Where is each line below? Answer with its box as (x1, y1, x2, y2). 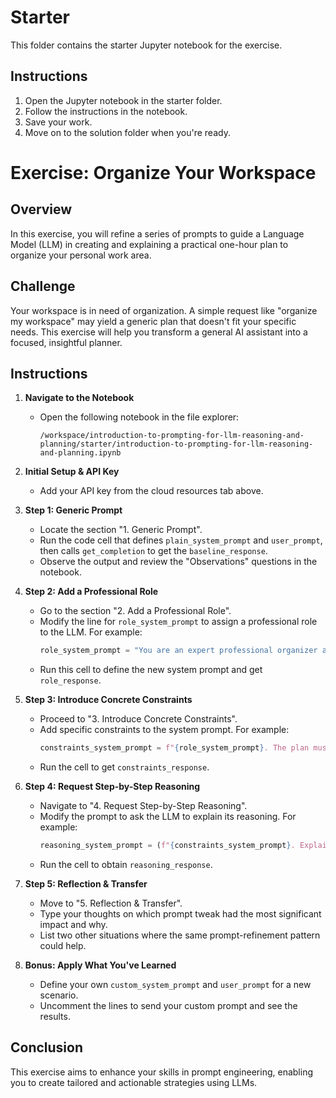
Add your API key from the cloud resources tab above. (39, 485, 264, 497)
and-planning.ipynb (39, 448, 122, 458)
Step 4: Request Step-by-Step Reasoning (24, 781, 201, 793)
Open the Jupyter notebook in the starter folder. (24, 94, 223, 106)
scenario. (39, 989, 79, 1001)
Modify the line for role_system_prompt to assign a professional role (39, 616, 318, 628)
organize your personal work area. (10, 249, 152, 261)
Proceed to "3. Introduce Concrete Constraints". (39, 713, 238, 725)
